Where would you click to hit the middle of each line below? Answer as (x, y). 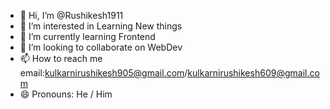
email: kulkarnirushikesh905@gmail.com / (103, 73)
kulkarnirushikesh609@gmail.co (253, 73)
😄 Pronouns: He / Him (66, 94)
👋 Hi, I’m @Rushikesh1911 (71, 15)
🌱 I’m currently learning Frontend (87, 36)
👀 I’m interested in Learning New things (101, 26)
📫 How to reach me (61, 58)
